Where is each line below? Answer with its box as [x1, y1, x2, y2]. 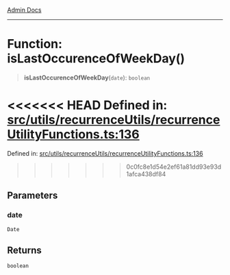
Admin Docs [7, 6, 42, 14]
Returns [7, 244, 42, 256]
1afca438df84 [126, 169, 166, 178]
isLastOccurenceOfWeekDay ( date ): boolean [23, 73, 151, 82]
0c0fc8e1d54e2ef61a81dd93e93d [126, 163, 222, 171]
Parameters [7, 190, 58, 202]
